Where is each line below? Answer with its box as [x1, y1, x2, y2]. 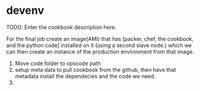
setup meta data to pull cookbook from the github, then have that [14, 66, 176, 73]
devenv [6, 4, 44, 17]
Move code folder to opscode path [14, 60, 101, 67]
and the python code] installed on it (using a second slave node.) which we [6, 42, 192, 49]
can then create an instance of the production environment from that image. [6, 48, 194, 55]
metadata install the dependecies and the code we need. [14, 72, 156, 80]
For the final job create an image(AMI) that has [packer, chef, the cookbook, [6, 35, 194, 42]
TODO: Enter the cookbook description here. [6, 24, 117, 31]
